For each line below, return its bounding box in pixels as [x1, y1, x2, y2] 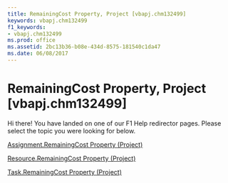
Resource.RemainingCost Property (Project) [7, 154, 136, 162]
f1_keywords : [7, 23, 46, 30]
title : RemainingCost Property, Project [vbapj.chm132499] [7, 10, 187, 18]
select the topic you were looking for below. [7, 126, 136, 135]
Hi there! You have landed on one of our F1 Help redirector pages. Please [7, 118, 222, 128]
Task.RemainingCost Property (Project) [7, 167, 123, 176]
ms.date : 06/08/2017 [7, 50, 69, 57]
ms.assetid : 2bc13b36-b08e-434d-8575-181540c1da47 [7, 43, 161, 50]
